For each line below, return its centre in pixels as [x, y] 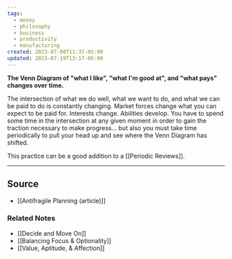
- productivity [35, 39]
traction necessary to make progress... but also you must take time [102, 127]
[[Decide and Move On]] [51, 233]
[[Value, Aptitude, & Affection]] [61, 248]
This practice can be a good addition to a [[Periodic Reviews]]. [96, 156]
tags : [15, 13]
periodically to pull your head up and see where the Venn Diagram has [107, 135]
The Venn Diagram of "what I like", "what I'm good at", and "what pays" [112, 78]
